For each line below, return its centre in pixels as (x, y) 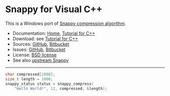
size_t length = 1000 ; (29, 79)
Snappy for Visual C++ (54, 9)
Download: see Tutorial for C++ (45, 39)
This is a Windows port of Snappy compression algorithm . (66, 23)
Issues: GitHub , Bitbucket (39, 49)
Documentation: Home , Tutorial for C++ (54, 33)
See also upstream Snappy (41, 60)
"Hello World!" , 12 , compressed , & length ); (61, 88)
